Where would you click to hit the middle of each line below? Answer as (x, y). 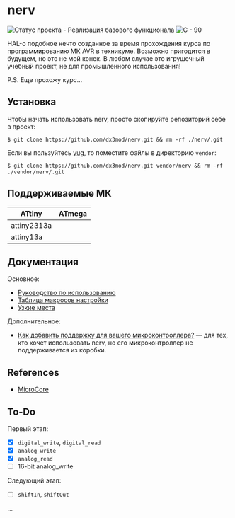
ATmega (73, 213)
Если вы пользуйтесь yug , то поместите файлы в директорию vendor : (112, 152)
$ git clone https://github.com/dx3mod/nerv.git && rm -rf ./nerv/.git (115, 139)
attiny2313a (31, 225)
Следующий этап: (34, 480)
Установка (32, 102)
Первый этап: (28, 429)
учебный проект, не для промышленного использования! (94, 66)
